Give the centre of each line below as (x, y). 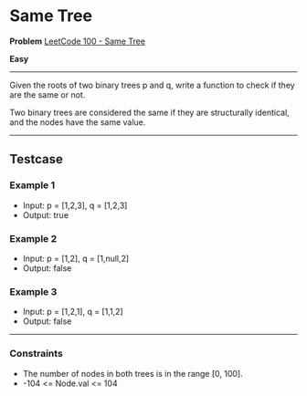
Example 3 (33, 291)
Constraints (37, 354)
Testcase (37, 159)
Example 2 (33, 238)
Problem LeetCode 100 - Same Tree (78, 41)
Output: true (46, 214)
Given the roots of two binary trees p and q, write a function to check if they (152, 85)
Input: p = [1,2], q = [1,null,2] (76, 258)
